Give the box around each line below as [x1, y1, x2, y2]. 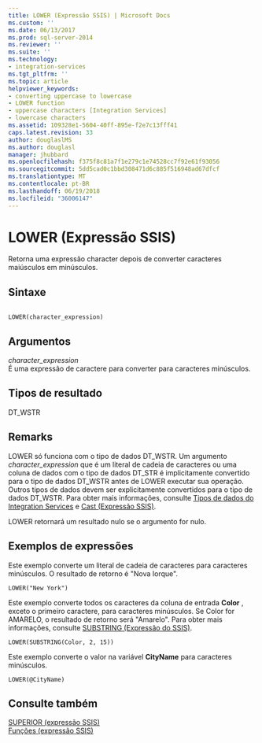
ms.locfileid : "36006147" [8, 194, 93, 202]
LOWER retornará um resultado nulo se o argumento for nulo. [8, 516, 207, 526]
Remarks [8, 431, 54, 444]
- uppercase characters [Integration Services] [8, 107, 168, 115]
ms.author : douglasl [8, 143, 76, 151]
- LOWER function [8, 99, 65, 107]
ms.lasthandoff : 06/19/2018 [8, 187, 101, 195]
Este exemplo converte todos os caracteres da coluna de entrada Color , [8, 597, 244, 607]
